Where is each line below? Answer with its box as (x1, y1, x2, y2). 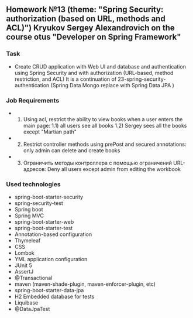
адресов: (23, 165, 47, 172)
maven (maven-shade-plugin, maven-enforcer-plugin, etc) (14, 281, 156, 288)
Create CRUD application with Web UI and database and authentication (14, 63, 186, 70)
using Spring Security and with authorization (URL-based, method (14, 69, 174, 76)
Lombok (14, 249, 35, 257)
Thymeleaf (14, 237, 41, 244)
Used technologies (6, 180, 61, 188)
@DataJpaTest (14, 306, 50, 313)
